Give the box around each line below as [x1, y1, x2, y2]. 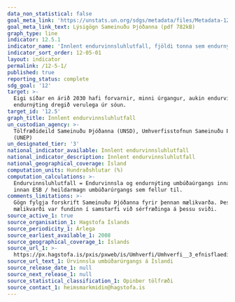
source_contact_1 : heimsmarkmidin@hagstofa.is [7, 284, 145, 291]
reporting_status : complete [7, 75, 90, 83]
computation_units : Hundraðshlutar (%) [7, 166, 124, 174]
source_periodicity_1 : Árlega [7, 225, 96, 232]
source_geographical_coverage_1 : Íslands [7, 238, 130, 245]
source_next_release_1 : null [7, 270, 92, 277]
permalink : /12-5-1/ [7, 62, 68, 69]
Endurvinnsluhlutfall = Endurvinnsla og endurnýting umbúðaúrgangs [13, 179, 215, 186]
